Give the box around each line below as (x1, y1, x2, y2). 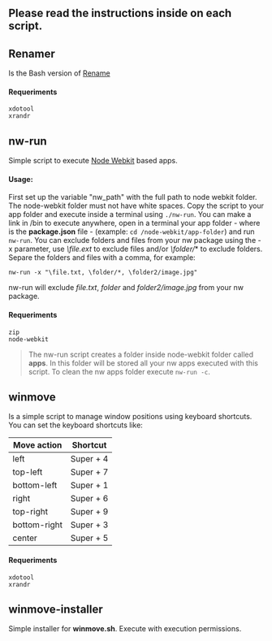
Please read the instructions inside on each (8, 6, 232, 20)
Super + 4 (70, 453, 109, 465)
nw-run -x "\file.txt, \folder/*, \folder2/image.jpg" (8, 268, 198, 277)
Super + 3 (70, 519, 109, 531)
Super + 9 (70, 506, 109, 518)
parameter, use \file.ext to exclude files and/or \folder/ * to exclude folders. (14, 244, 263, 254)
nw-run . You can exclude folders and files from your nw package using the (8, 236, 257, 245)
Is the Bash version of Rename (8, 68, 111, 78)
